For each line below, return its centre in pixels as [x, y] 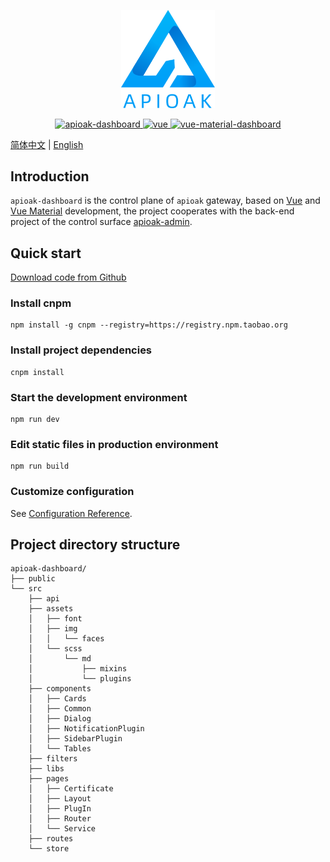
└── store [49, 849]
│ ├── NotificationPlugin [86, 729]
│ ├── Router [60, 819]
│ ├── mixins [78, 669]
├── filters [53, 759]
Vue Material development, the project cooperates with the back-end [152, 211]
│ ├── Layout [60, 799]
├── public [33, 579]
